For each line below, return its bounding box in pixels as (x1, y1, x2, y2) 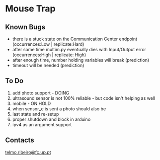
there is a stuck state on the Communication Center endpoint (12, 36, 138, 42)
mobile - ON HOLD (12, 100, 51, 106)
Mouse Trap (5, 3, 56, 14)
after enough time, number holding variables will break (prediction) (12, 57, 150, 63)
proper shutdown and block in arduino (12, 116, 91, 122)
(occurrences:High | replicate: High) (12, 52, 86, 58)
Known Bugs (5, 23, 46, 31)
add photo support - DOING (12, 90, 70, 96)
